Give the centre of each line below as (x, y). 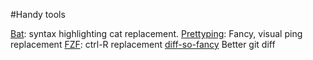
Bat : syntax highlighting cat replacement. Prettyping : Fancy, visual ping (156, 33)
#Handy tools (38, 14)
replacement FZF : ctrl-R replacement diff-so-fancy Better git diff (143, 44)
